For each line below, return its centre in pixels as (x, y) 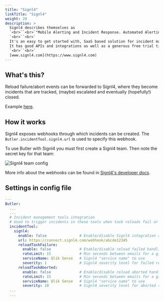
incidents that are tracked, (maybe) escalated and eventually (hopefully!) (78, 92)
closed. (12, 97)
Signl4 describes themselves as (42, 28)
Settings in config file (38, 188)
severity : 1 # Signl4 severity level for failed (88, 263)
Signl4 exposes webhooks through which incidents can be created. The (77, 134)
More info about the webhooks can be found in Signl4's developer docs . (78, 173)
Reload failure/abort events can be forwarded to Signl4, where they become (82, 87)
